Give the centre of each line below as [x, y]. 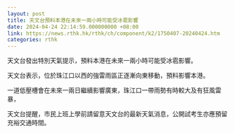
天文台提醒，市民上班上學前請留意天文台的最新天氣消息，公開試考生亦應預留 [117, 114]
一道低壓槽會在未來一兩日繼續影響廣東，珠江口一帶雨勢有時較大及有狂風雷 [114, 90]
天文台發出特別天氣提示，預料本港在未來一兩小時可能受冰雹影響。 [102, 61]
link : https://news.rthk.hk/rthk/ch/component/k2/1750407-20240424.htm [114, 33]
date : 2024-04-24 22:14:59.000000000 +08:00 [73, 27]
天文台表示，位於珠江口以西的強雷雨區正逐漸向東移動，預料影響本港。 [108, 76]
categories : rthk [32, 40]
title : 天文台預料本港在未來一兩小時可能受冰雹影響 [73, 20]
